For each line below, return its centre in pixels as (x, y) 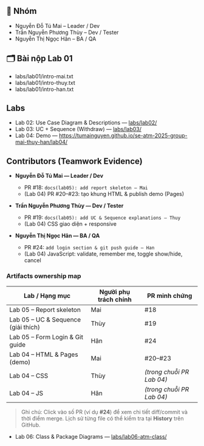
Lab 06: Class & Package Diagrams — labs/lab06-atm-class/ (91, 436)
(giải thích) (25, 327)
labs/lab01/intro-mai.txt (44, 76)
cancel (32, 260)
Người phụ (115, 292)
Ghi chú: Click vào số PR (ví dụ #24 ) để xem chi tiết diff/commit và (104, 412)
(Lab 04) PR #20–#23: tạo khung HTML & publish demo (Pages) (104, 194)
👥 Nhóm (22, 11)
